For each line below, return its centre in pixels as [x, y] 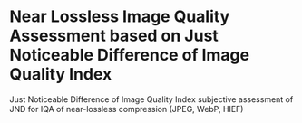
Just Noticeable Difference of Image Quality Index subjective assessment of [151, 99]
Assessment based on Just [114, 36]
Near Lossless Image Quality [120, 17]
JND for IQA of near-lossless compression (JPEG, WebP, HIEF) [127, 109]
